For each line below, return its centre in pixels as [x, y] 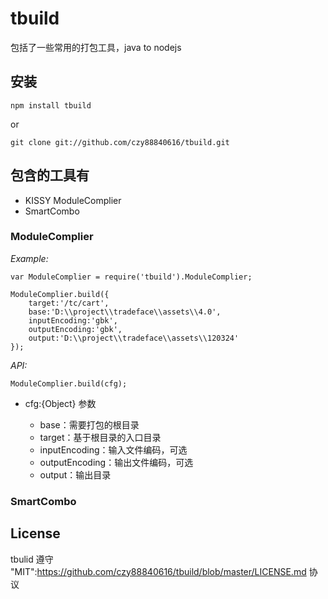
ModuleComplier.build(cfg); [69, 383]
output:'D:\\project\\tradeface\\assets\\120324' [134, 338]
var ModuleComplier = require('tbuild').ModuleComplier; [131, 277]
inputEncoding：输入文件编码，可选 [113, 449]
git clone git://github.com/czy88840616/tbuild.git [120, 142]
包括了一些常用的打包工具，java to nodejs [96, 47]
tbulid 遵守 [32, 559]
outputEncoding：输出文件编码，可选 [116, 462]
